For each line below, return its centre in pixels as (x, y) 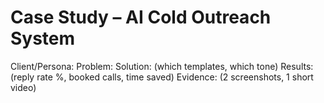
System (43, 38)
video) (23, 87)
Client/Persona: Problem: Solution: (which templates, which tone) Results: (162, 66)
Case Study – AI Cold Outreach (141, 17)
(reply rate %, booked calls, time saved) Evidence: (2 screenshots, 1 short (162, 77)
